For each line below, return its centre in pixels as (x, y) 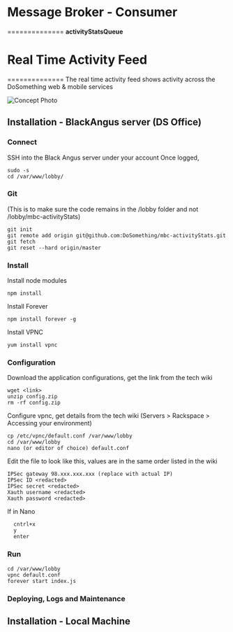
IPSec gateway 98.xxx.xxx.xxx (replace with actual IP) (90, 474)
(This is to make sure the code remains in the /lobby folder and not (103, 209)
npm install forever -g (42, 319)
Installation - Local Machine (69, 621)
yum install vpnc (32, 345)
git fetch (22, 241)
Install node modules (37, 281)
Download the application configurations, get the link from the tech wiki (110, 378)
